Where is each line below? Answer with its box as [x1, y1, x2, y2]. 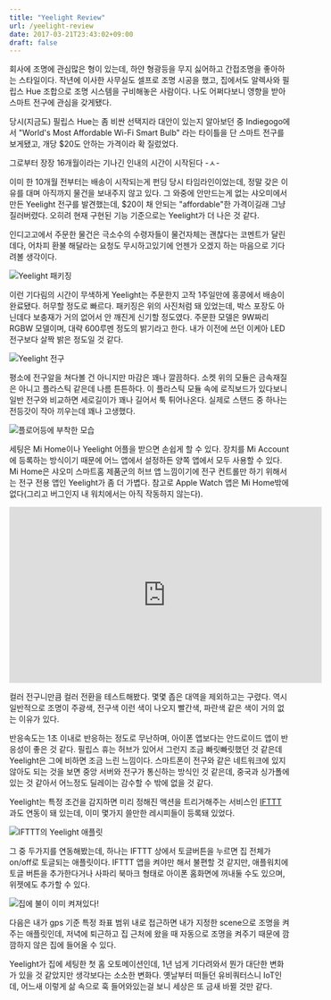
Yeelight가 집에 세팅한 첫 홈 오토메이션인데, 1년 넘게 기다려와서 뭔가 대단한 [9, 959, 268, 970]
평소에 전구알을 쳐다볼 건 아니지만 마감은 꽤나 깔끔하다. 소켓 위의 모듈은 [9, 372, 257, 383]
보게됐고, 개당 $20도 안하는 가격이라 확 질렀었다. [9, 139, 178, 149]
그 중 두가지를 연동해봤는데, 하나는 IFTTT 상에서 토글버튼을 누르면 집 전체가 [9, 846, 271, 857]
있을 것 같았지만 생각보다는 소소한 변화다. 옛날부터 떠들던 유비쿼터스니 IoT [18, 970, 275, 980]
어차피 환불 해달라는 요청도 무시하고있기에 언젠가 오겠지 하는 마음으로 [28, 241, 269, 251]
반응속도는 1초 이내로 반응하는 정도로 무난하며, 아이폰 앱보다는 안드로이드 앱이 [9, 733, 279, 743]
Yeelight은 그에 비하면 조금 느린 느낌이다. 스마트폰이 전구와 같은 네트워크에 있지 [9, 755, 286, 766]
